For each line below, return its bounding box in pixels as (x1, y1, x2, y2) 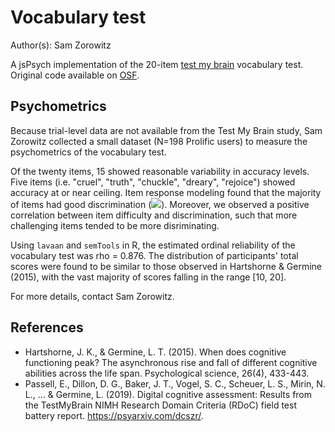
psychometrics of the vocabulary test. (10, 146, 167, 158)
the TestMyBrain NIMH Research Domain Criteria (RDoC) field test (24, 399, 297, 411)
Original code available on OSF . (10, 69, 140, 81)
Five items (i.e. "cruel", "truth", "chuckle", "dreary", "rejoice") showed (10, 176, 296, 188)
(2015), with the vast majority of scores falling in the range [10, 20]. (10, 271, 287, 283)
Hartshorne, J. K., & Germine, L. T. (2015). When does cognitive (24, 346, 287, 358)
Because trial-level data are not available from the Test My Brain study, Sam (10, 124, 323, 136)
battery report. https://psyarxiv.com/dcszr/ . (24, 409, 204, 421)
